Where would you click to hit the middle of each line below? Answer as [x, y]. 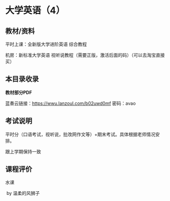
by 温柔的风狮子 [23, 193]
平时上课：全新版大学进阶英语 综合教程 [46, 44]
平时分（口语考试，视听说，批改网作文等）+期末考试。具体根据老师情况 [80, 134]
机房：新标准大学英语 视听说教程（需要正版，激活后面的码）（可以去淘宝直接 [85, 55]
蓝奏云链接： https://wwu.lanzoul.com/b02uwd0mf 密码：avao [70, 103]
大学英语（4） [35, 10]
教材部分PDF [19, 92]
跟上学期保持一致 [23, 151]
